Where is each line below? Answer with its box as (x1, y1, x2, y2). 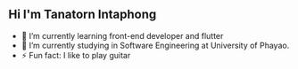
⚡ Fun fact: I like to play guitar (21, 50, 131, 60)
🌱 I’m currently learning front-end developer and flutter (21, 30, 224, 41)
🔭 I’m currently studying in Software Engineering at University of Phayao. (21, 40, 290, 50)
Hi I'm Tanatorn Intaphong (8, 7, 157, 22)
